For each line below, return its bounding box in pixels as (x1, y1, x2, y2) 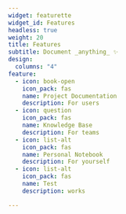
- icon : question (15, 107, 72, 115)
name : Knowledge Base (22, 121, 92, 129)
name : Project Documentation (22, 92, 117, 100)
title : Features (8, 41, 61, 49)
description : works (22, 186, 86, 195)
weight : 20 (8, 33, 44, 42)
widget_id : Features (8, 19, 76, 27)
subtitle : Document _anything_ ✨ (8, 48, 119, 56)
